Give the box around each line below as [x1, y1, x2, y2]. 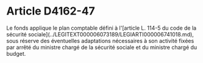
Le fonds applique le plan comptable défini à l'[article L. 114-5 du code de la [6, 24, 197, 31]
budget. [6, 50, 26, 57]
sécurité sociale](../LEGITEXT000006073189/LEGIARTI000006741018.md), [6, 30, 194, 38]
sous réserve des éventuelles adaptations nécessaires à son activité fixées [6, 37, 194, 44]
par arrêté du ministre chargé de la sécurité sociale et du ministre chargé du [6, 44, 198, 51]
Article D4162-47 [6, 4, 96, 18]
